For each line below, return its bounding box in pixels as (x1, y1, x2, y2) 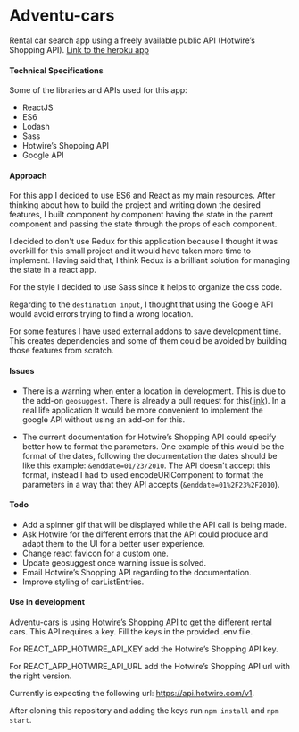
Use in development (9, 597, 86, 608)
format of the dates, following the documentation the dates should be (21, 450, 278, 461)
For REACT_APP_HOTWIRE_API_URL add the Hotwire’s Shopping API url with (9, 660, 290, 671)
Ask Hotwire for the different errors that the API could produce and (21, 529, 269, 540)
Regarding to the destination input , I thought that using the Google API (9, 299, 274, 310)
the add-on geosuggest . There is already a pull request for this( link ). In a (21, 395, 286, 405)
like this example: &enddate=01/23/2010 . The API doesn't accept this (21, 460, 270, 471)
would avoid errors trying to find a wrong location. (9, 309, 194, 319)
